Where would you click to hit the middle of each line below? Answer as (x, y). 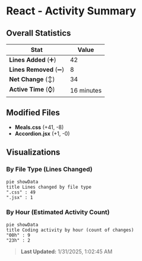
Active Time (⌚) (32, 89)
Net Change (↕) (32, 79)
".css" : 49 (21, 192)
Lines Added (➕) (33, 60)
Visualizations (33, 153)
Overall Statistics (39, 33)
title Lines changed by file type (49, 187)
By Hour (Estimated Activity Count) (58, 212)
